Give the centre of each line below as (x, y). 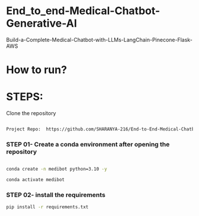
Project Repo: (24, 129)
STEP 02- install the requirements (56, 195)
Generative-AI (41, 23)
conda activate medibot (36, 180)
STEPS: (25, 97)
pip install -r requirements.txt (47, 207)
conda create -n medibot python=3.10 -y (57, 169)
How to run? (36, 70)
